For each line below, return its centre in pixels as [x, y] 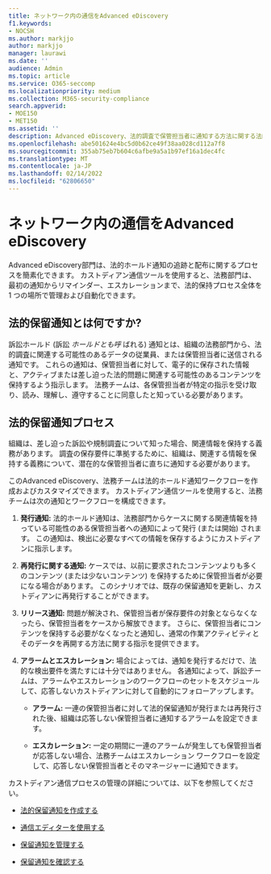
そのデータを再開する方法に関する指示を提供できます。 [112, 644]
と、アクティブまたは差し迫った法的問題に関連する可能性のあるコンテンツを [135, 374]
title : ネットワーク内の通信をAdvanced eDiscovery [88, 16]
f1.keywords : [30, 23]
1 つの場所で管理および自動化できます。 [74, 295]
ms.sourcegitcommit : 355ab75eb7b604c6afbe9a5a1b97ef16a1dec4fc [117, 151]
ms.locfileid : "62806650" [52, 182]
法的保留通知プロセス [61, 422]
